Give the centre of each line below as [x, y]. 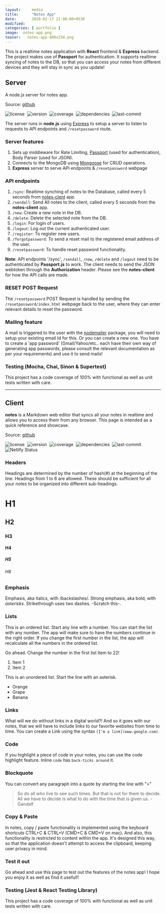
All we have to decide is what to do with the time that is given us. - [85, 799]
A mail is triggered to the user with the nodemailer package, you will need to [83, 333]
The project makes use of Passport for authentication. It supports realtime [81, 56]
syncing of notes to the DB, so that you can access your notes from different [83, 62]
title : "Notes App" [31, 14]
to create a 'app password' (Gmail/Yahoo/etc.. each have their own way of [81, 343]
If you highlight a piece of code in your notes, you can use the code [74, 755]
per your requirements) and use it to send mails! [54, 354]
